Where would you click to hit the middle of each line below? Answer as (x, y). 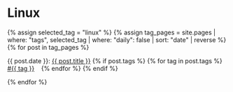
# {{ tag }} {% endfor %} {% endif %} (63, 68)
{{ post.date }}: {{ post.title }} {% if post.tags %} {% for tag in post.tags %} (115, 60)
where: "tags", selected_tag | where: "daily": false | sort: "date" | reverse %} (117, 39)
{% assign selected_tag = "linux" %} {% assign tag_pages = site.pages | (111, 32)
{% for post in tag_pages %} (48, 47)
